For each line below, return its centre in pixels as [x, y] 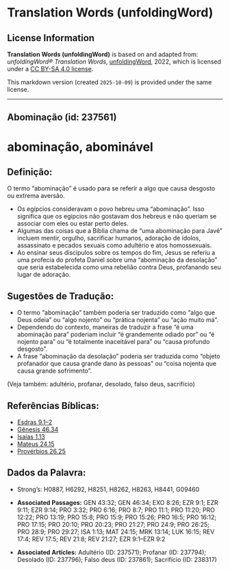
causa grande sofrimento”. [54, 371]
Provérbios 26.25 [41, 451]
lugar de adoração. [44, 275]
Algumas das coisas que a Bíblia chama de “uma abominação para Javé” [119, 231]
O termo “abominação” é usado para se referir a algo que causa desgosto [111, 188]
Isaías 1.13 [31, 437]
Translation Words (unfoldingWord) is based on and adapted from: [103, 54]
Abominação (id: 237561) [62, 117]
